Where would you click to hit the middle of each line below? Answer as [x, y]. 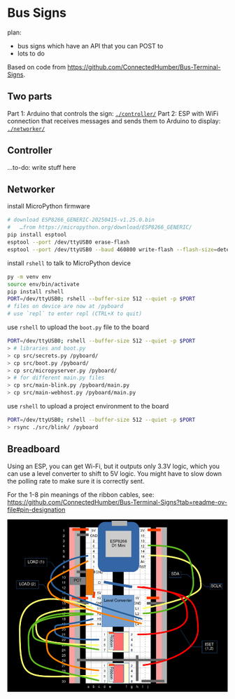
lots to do [31, 53]
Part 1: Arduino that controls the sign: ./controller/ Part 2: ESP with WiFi [113, 113]
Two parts [30, 96]
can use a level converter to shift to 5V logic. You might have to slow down [115, 473]
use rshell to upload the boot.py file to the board [78, 327]
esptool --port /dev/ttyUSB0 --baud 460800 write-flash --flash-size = [112, 249]
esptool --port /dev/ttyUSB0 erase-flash [69, 242]
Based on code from [37, 67]
